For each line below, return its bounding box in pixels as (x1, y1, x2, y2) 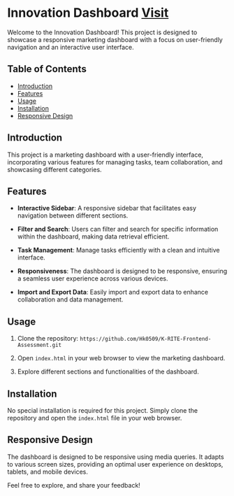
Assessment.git (17, 341, 62, 349)
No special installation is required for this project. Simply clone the (7, 406, 198, 414)
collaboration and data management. (17, 295, 124, 304)
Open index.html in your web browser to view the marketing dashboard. (17, 354, 226, 362)
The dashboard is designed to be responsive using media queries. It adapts (7, 453, 225, 461)
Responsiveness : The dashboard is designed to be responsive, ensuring (17, 267, 228, 276)
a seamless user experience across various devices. (17, 274, 169, 283)
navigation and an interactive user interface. (7, 43, 134, 51)
